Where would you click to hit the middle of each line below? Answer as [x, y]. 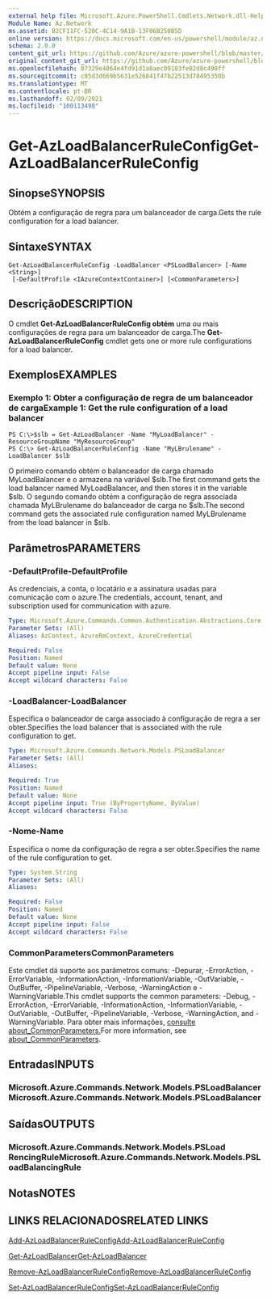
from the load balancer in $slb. [59, 523]
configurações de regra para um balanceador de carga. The [107, 332]
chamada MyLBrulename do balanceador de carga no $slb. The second [127, 506]
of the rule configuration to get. [60, 857]
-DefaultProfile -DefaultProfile [68, 571]
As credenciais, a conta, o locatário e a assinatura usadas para [113, 589]
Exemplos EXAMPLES [63, 375]
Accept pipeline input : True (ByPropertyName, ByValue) [104, 803]
